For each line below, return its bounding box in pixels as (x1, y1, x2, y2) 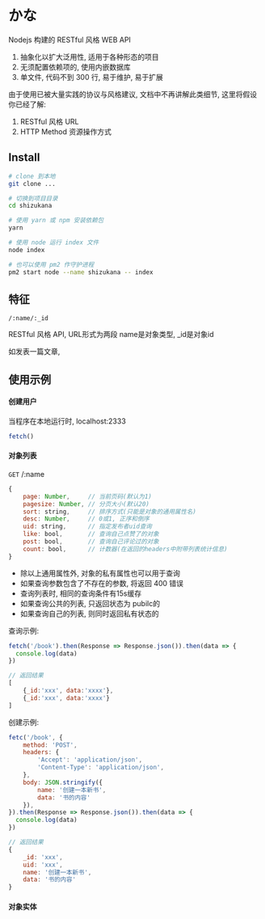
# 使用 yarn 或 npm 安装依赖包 (8, 217, 104, 225)
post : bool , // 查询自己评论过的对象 (23, 537, 159, 546)
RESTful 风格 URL (19, 116, 79, 126)
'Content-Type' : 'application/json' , (37, 764, 164, 772)
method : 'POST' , (23, 740, 78, 749)
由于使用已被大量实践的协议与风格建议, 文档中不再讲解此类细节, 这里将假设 (8, 89, 257, 99)
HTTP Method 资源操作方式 (19, 126, 111, 137)
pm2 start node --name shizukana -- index (8, 268, 154, 276)
